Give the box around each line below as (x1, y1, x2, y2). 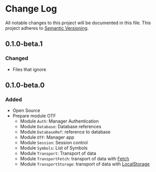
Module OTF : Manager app (20, 134, 75, 140)
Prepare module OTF (12, 113, 57, 119)
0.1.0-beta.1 (5, 40, 43, 48)
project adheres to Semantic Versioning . (5, 25, 89, 31)
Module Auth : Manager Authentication (20, 118, 99, 124)
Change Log (5, 3, 57, 15)
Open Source (12, 107, 40, 113)
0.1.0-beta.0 (5, 81, 45, 90)
